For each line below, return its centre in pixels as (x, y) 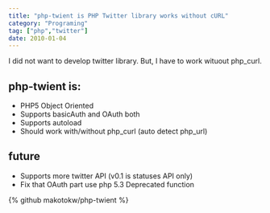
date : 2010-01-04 (37, 38)
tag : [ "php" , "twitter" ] (48, 31)
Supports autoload (51, 123)
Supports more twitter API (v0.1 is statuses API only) (106, 176)
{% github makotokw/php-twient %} (69, 200)
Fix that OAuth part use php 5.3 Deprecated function (107, 184)
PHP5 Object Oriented (57, 106)
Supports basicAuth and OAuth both (80, 114)
